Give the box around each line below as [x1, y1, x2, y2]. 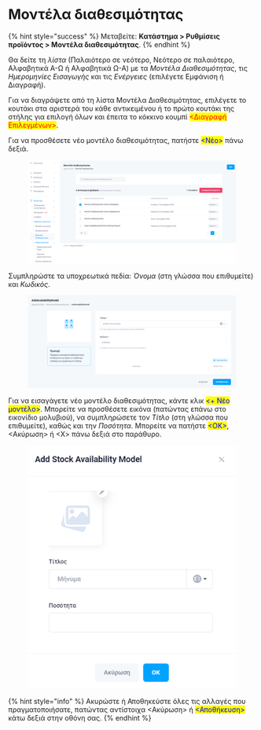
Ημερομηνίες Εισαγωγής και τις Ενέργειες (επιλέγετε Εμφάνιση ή [8, 72, 224, 81]
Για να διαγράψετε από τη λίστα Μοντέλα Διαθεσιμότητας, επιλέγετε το [8, 95, 247, 105]
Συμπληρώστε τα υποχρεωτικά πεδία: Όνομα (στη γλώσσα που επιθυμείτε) [8, 271, 254, 281]
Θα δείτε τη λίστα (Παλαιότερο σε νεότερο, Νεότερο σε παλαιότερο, [8, 55, 235, 64]
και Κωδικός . [8, 280, 50, 289]
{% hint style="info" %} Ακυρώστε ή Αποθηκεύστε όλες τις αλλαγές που [8, 697, 246, 706]
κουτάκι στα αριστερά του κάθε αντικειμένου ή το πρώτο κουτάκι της [8, 104, 235, 113]
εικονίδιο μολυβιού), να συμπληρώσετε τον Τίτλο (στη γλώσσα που [8, 413, 229, 422]
